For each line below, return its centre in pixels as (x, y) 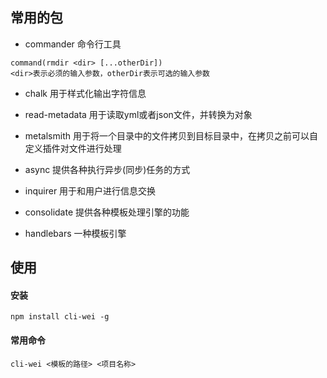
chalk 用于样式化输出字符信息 (85, 93)
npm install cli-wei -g (60, 317)
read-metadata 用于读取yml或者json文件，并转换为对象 (138, 114)
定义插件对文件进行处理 (73, 148)
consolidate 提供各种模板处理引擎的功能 (107, 212)
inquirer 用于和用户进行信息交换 (90, 190)
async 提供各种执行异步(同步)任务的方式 (107, 169)
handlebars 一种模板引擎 (75, 233)
